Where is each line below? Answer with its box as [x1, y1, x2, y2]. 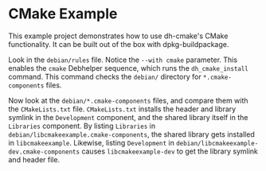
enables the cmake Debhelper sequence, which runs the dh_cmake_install [8, 63, 249, 72]
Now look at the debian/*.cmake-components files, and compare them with [8, 95, 248, 105]
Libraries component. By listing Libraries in [8, 121, 156, 130]
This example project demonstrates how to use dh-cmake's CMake [8, 31, 229, 41]
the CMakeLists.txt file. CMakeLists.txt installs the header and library [8, 104, 237, 114]
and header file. [8, 154, 61, 164]
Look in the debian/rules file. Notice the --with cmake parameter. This [8, 55, 237, 64]
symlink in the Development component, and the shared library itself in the [8, 112, 248, 122]
